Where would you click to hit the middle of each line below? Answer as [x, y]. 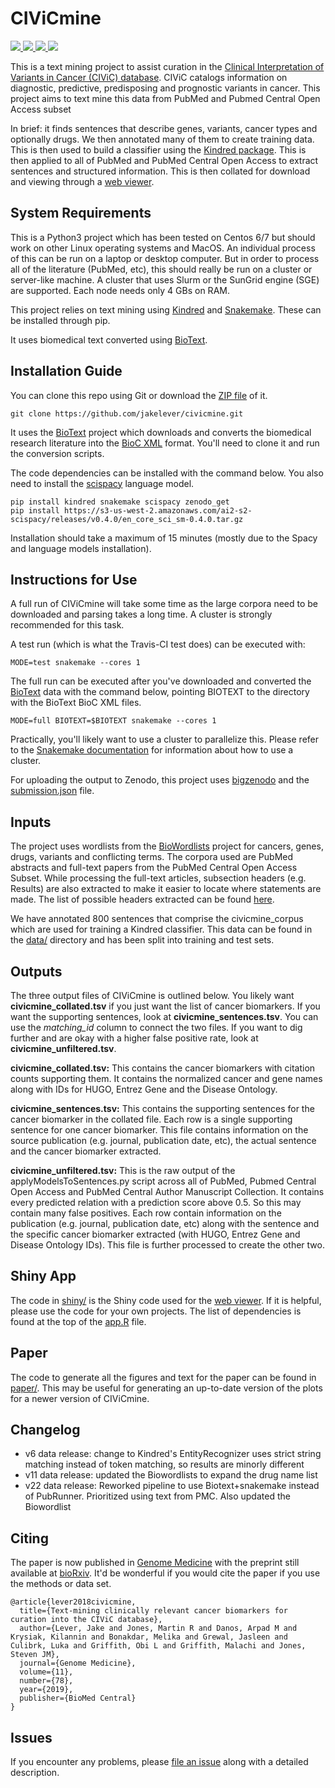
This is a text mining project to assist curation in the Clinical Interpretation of [167, 66]
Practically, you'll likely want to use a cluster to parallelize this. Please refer [165, 739]
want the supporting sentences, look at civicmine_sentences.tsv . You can [164, 1016]
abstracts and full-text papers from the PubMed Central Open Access [154, 868]
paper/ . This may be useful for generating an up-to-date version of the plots [166, 1388]
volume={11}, [46, 1672]
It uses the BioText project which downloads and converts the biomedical [161, 432]
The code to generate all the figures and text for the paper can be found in [163, 1377]
